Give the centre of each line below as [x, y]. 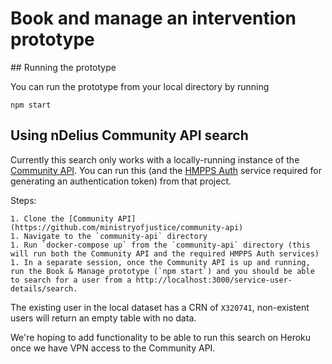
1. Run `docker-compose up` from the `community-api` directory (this [160, 245]
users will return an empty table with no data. [103, 318]
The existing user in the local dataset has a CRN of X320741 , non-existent [160, 307]
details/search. [44, 288]
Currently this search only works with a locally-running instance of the [155, 159]
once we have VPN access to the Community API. [113, 348]
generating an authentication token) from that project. [121, 181]
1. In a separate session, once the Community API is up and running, [160, 262]
